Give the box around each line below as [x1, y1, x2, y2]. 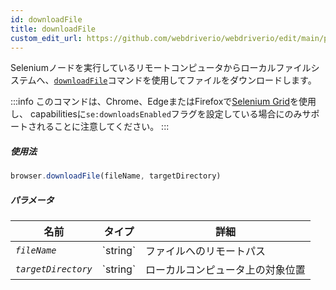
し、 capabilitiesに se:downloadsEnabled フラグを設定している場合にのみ [10, 108, 303, 120]
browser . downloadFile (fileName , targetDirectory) [10, 171, 222, 181]
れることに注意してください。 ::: [36, 121, 170, 133]
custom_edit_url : [10, 33, 83, 43]
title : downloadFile [10, 24, 97, 34]
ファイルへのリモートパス [145, 244, 267, 258]
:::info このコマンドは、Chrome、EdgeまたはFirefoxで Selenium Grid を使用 [10, 96, 317, 108]
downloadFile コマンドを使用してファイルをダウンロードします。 [53, 74, 317, 86]
